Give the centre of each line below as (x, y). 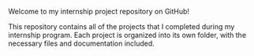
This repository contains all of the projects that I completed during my (121, 26)
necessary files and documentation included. (82, 43)
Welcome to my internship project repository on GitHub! (99, 11)
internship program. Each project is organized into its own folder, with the (127, 35)
